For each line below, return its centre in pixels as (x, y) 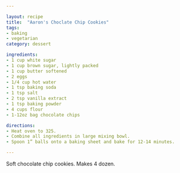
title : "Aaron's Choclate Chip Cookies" (58, 22)
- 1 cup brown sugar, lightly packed (52, 65)
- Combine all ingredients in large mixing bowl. (68, 137)
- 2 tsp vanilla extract (36, 99)
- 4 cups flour (25, 109)
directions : (21, 125)
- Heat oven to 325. (31, 131)
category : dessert (29, 44)
